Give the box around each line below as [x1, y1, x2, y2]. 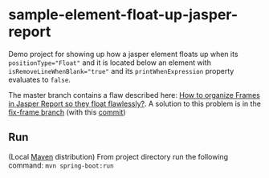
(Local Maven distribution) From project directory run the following [8, 152, 229, 161]
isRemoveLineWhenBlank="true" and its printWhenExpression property [8, 66, 234, 75]
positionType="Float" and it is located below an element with [8, 58, 211, 67]
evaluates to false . [8, 75, 71, 84]
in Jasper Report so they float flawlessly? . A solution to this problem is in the [8, 99, 261, 108]
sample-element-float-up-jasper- [8, 6, 238, 24]
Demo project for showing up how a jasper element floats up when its [8, 49, 238, 59]
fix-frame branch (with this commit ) [8, 107, 126, 117]
